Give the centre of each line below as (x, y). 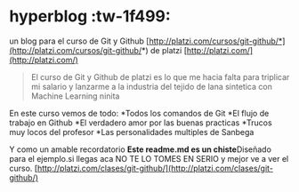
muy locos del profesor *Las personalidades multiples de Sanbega (132, 132)
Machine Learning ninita (75, 96)
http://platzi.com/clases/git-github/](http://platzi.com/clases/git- (155, 168)
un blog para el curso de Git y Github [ (79, 41)
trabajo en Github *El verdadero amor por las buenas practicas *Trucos (141, 123)
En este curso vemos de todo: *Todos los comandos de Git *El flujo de (139, 113)
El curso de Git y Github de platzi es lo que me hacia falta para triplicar (160, 76)
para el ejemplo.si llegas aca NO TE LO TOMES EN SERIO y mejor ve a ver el (149, 158)
